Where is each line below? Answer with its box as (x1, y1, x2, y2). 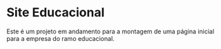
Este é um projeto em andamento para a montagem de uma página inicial (6, 27, 215, 35)
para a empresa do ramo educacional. (6, 34, 115, 42)
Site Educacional (6, 5, 105, 20)
